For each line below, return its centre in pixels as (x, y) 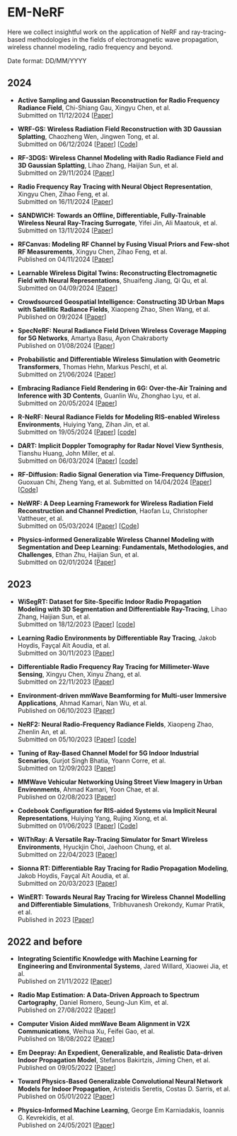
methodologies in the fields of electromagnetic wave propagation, (123, 39)
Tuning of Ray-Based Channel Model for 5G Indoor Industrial (108, 753)
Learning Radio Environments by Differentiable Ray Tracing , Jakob (117, 638)
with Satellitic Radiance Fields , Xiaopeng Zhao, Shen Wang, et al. (114, 309)
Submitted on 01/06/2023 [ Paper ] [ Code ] (77, 826)
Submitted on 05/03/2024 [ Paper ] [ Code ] (78, 526)
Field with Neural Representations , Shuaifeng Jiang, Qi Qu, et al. (113, 280)
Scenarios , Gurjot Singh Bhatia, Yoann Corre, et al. (92, 760)
